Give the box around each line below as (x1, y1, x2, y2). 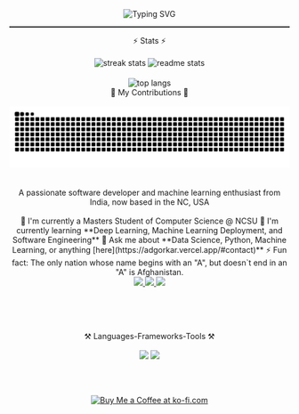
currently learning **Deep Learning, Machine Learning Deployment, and (16, 225, 283, 236)
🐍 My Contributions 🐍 (110, 86, 189, 97)
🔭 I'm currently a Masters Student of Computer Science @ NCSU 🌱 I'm (20, 215, 279, 226)
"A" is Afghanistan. (115, 267, 184, 278)
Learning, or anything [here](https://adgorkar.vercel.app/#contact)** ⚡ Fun (12, 245, 287, 256)
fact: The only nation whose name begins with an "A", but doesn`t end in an (12, 257, 287, 268)
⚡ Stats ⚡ (133, 36, 166, 45)
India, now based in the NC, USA (89, 197, 210, 207)
